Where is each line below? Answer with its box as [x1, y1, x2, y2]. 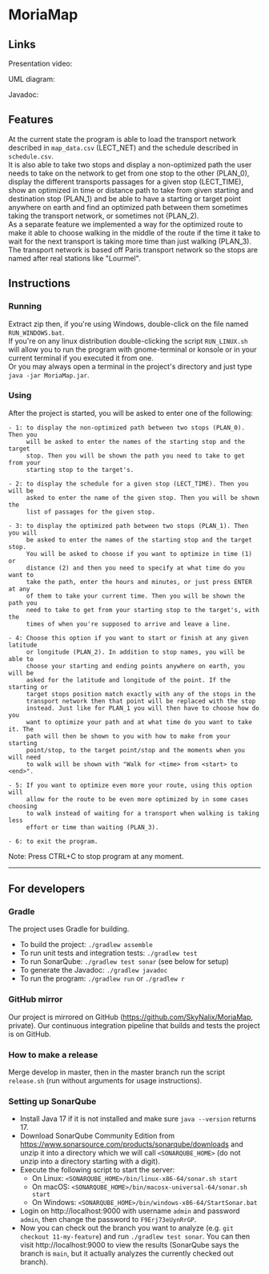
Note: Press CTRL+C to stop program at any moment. [8, 851, 184, 861]
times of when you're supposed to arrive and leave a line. [26, 619, 231, 628]
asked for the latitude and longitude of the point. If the [26, 675, 231, 684]
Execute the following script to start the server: [19, 1165, 175, 1175]
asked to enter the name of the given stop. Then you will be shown [26, 494, 260, 502]
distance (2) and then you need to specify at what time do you [26, 563, 246, 572]
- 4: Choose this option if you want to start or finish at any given [8, 634, 249, 642]
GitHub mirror [8, 994, 63, 1005]
